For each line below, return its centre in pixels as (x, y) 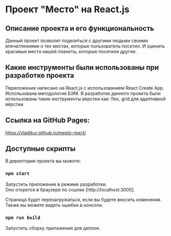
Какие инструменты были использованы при (82, 68)
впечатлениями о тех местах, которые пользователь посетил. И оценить (85, 46)
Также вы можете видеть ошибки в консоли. (54, 205)
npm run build (23, 218)
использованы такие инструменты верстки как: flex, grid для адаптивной (86, 99)
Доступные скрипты (40, 149)
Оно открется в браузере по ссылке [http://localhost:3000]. (70, 189)
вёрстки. (15, 104)
